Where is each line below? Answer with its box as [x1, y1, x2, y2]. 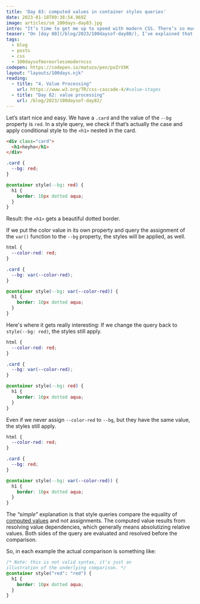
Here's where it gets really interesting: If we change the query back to [6, 321, 177, 329]
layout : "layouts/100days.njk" [6, 70, 84, 76]
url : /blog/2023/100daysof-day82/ [17, 97, 102, 103]
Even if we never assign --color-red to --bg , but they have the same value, [6, 416, 190, 423]
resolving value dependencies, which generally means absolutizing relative [6, 523, 190, 531]
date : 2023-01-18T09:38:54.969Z [6, 14, 86, 20]
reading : [6, 75, 28, 81]
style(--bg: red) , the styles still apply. [6, 327, 102, 335]
